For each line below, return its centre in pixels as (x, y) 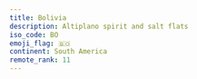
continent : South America (58, 52)
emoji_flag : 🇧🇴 (40, 43)
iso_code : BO (34, 35)
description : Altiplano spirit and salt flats (99, 26)
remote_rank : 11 (40, 60)
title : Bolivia (38, 18)
